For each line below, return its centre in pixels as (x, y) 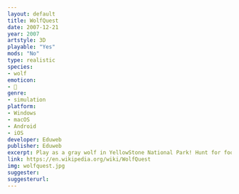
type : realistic (31, 60)
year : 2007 (23, 34)
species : (20, 67)
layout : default (31, 14)
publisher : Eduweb (34, 146)
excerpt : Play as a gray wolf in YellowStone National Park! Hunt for (114, 153)
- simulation (27, 100)
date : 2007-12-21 (33, 27)
